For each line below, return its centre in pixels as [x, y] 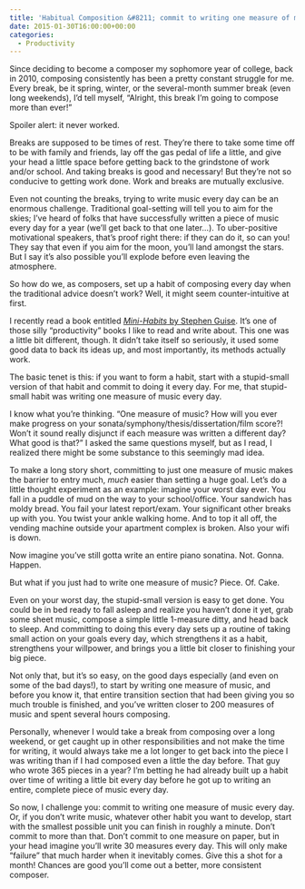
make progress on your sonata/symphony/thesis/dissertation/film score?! [146, 424]
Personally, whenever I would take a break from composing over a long [142, 732]
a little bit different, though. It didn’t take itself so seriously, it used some [144, 341]
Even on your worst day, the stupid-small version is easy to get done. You [147, 600]
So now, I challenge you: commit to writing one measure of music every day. [152, 807]
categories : [32, 35]
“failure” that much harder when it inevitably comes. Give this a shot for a [146, 855]
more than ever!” [41, 108]
